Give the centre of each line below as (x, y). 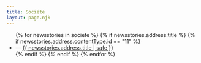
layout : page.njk (28, 18)
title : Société (26, 12)
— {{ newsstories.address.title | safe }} (64, 48)
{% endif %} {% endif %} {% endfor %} (65, 54)
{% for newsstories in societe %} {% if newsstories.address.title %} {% (105, 35)
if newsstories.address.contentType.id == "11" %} (78, 41)
